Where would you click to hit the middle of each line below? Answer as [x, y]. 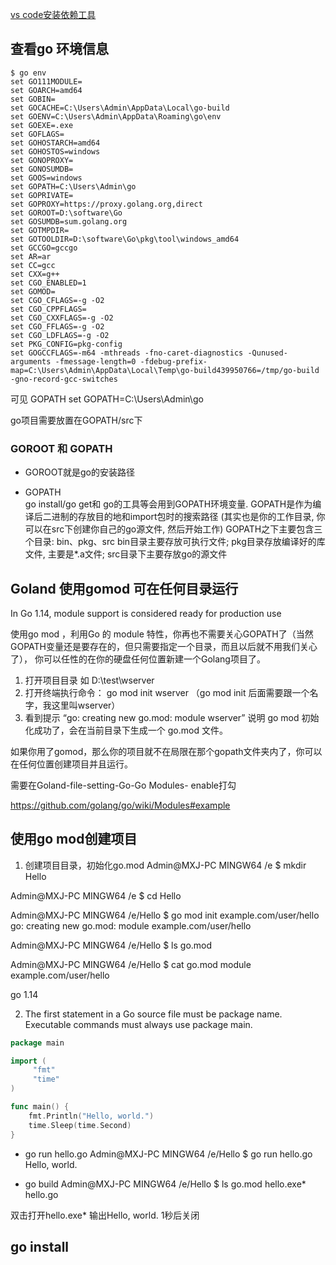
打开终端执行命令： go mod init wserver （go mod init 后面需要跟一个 [167, 692]
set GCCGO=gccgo [44, 248]
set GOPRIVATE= [42, 195]
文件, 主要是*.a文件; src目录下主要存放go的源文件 [126, 554]
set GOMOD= [33, 291]
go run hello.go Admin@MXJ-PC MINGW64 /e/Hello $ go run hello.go [168, 1154]
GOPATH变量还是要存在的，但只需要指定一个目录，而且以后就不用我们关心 [164, 646]
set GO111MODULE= [46, 81]
